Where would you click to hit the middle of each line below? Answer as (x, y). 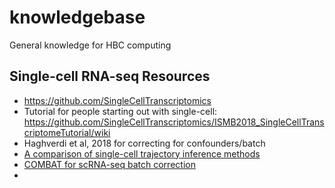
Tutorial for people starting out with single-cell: (120, 111)
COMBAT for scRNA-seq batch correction (109, 164)
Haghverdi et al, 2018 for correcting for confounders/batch (144, 143)
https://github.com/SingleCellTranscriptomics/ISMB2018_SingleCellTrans (174, 122)
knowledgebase (77, 17)
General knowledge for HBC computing (90, 45)
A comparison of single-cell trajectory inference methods (142, 153)
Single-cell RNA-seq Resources (110, 76)
